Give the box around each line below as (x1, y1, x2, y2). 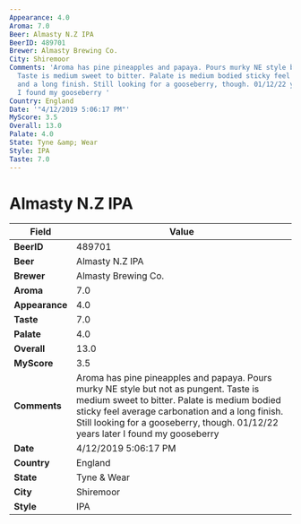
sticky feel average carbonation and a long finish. (75, 405, 284, 417)
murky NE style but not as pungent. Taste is (75, 382, 260, 395)
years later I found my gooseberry (75, 427, 219, 440)
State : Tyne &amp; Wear (9, 138, 99, 147)
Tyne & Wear (75, 471, 131, 484)
